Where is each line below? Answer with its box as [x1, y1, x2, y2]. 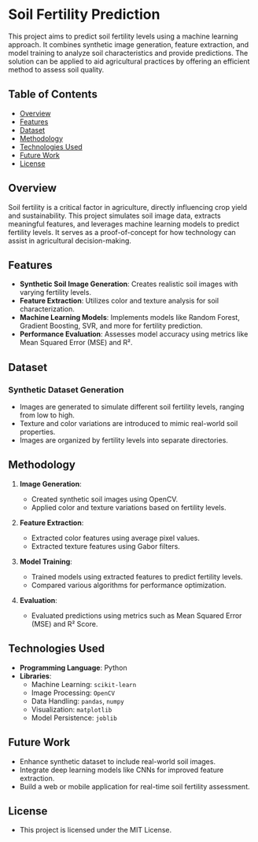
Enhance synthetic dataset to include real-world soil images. [19, 756, 216, 766]
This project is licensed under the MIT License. [19, 825, 172, 835]
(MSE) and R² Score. [31, 619, 98, 628]
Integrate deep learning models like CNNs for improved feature [19, 765, 224, 774]
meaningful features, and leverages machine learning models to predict [8, 219, 240, 229]
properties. [19, 427, 56, 437]
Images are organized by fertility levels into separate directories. [19, 436, 228, 445]
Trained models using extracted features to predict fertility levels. [31, 572, 243, 581]
